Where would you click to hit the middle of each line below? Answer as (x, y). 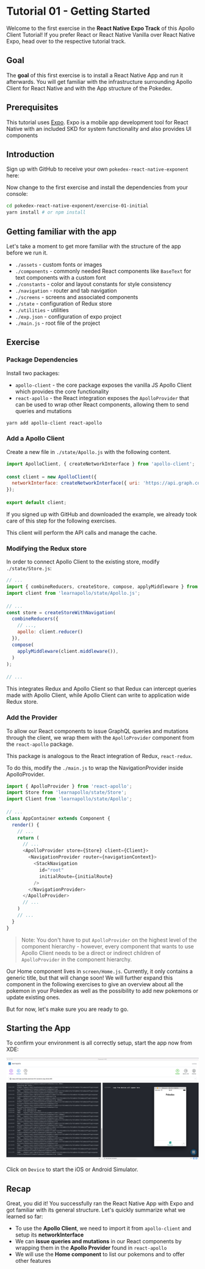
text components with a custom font (60, 277)
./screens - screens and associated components (77, 297)
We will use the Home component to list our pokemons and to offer (100, 1254)
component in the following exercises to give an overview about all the (95, 984)
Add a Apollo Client (35, 439)
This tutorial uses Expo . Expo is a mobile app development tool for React (97, 122)
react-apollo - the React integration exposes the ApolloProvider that (102, 398)
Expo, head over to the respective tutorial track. (66, 41)
